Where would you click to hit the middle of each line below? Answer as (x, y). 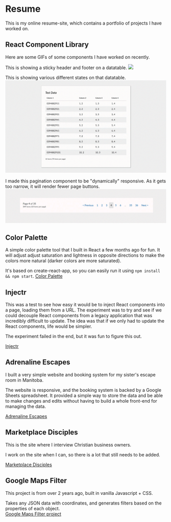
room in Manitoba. (25, 380)
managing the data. (26, 406)
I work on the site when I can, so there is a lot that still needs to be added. (83, 454)
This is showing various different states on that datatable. (66, 77)
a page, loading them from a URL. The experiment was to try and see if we (83, 310)
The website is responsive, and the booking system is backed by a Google (83, 390)
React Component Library (47, 45)
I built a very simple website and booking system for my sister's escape (80, 374)
